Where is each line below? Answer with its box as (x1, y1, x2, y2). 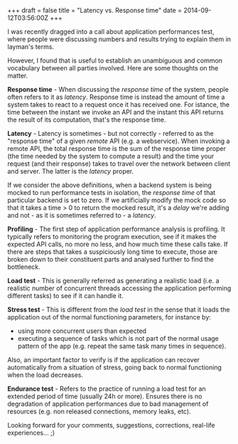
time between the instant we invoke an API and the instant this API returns (7, 108, 224, 116)
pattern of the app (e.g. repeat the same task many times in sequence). (17, 342, 227, 350)
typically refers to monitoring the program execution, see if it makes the (7, 233, 217, 240)
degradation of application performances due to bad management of (7, 400, 209, 408)
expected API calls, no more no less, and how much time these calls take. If (7, 240, 229, 248)
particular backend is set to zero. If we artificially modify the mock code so (7, 196, 226, 204)
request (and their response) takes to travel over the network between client (7, 159, 231, 168)
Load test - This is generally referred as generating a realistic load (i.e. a (7, 277, 220, 285)
